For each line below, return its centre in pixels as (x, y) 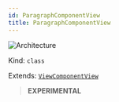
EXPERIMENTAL (54, 90)
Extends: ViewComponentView (53, 75)
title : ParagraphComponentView (59, 23)
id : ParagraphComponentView (54, 15)
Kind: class (26, 60)
